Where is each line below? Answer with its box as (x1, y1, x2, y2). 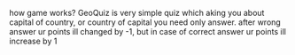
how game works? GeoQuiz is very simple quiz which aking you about (9, 8, 265, 18)
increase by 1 (9, 35, 58, 46)
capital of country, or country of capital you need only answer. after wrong (9, 17, 281, 27)
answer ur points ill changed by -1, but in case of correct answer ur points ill (9, 27, 286, 36)
